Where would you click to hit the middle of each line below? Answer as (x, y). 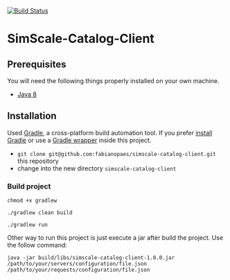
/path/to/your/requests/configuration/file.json (79, 270)
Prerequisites (37, 64)
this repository (38, 161)
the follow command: (37, 245)
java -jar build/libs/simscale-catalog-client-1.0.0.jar (91, 258)
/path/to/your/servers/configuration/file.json (77, 264)
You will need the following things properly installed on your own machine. (113, 81)
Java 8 (27, 94)
